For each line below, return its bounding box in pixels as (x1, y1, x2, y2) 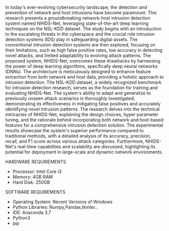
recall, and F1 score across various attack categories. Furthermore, (5, 138, 145, 144)
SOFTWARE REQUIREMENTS (5, 189, 66, 195)
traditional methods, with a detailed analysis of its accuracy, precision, (5, 133, 151, 139)
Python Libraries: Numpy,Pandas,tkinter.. (12, 204, 98, 210)
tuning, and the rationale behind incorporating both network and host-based (5, 117, 164, 123)
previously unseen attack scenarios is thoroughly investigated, (5, 95, 135, 101)
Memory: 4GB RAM (12, 174, 53, 180)
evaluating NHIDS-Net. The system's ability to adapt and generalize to (5, 90, 151, 96)
